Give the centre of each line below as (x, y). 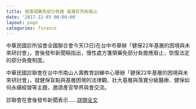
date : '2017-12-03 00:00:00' (42, 17)
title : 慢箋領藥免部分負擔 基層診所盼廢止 (52, 11)
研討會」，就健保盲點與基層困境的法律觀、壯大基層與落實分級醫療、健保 (98, 80)
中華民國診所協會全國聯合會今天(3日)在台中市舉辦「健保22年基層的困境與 (95, 45)
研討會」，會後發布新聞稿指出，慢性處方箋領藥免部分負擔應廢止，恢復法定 (100, 53)
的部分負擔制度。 (27, 60)
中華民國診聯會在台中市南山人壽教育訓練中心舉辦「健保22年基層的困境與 (95, 73)
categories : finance (32, 28)
